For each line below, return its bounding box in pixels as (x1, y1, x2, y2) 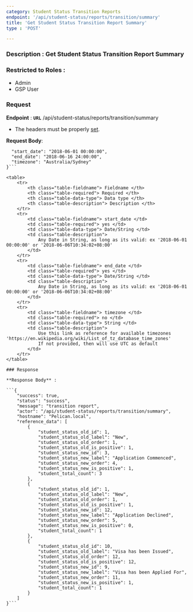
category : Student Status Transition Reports (6, 8, 121, 15)
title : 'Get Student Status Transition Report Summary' (6, 20, 147, 26)
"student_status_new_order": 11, (37, 574, 121, 581)
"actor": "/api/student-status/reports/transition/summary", (17, 408, 171, 414)
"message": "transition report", (17, 403, 100, 409)
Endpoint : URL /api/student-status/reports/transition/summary (6, 114, 159, 121)
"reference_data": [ (17, 418, 68, 424)
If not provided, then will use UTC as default (37, 341, 159, 347)
